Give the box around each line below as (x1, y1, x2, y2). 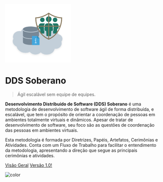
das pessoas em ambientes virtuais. (5, 127, 79, 133)
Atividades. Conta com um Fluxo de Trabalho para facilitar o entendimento (5, 142, 157, 148)
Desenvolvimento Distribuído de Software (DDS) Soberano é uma (5, 101, 142, 107)
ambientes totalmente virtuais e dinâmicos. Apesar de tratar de (5, 117, 133, 123)
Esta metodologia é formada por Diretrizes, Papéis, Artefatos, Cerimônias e (5, 136, 158, 142)
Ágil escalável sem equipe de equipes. (17, 91, 96, 97)
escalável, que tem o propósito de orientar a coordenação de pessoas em (5, 111, 156, 117)
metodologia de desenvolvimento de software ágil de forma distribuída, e (5, 106, 154, 112)
